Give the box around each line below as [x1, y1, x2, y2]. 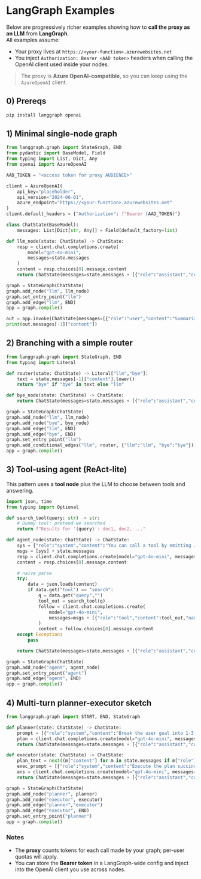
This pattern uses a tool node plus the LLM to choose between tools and [6, 480, 185, 487]
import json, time [6, 498, 52, 505]
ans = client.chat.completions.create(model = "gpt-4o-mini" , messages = [17, 769, 197, 775]
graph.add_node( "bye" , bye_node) [6, 420, 90, 426]
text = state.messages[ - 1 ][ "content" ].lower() [17, 376, 135, 382]
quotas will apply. [14, 853, 59, 860]
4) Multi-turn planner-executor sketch [6, 698, 152, 708]
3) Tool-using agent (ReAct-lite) [6, 464, 127, 475]
